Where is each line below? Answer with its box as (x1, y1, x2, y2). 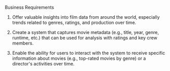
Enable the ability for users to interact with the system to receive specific (12, 50, 165, 56)
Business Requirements (5, 5, 54, 10)
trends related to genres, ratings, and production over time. (12, 20, 136, 25)
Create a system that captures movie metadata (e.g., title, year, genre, (12, 29, 159, 35)
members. (12, 40, 34, 46)
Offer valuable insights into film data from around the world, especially (12, 14, 160, 20)
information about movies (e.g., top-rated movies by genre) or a (12, 55, 146, 61)
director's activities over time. (12, 61, 75, 66)
